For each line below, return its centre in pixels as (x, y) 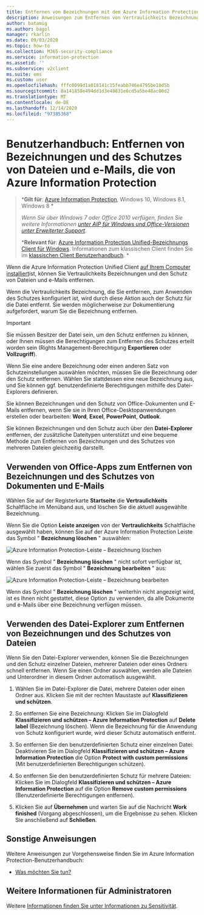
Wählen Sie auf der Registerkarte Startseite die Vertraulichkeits (87, 501)
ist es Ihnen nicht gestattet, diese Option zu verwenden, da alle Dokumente (100, 598)
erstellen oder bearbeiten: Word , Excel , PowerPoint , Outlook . (84, 417)
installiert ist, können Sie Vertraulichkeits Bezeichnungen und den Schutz (97, 274)
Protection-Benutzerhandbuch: (45, 860)
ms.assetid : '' (25, 63)
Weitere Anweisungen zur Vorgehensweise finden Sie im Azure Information (100, 854)
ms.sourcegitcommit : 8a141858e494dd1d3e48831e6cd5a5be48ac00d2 (88, 91)
